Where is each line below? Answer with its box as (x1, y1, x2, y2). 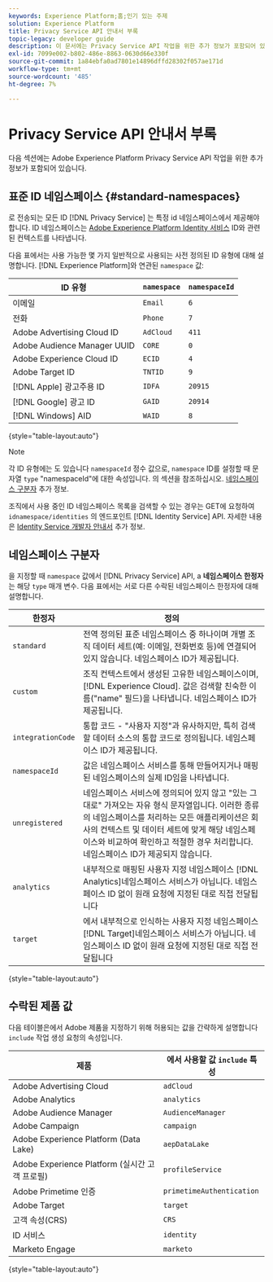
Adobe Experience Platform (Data (12, 1133, 141, 1144)
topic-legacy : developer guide (8, 34, 115, 43)
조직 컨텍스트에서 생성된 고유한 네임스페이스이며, (82, 669, 259, 680)
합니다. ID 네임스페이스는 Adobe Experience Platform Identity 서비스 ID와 (8, 223, 245, 233)
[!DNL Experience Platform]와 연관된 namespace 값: (38, 261, 205, 270)
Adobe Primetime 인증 (12, 1186, 96, 1197)
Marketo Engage (12, 1243, 76, 1254)
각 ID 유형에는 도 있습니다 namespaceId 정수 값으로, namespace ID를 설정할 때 (8, 463, 250, 473)
